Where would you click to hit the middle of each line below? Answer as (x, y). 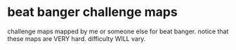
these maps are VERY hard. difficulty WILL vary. (77, 38)
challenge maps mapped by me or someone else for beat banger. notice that (118, 31)
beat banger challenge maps (92, 12)
